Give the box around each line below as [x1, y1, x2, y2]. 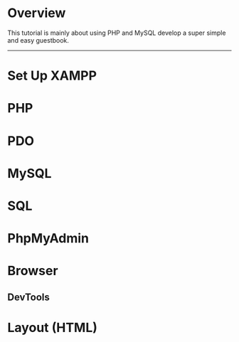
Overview [7, 5, 66, 21]
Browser [7, 263, 58, 279]
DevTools [7, 291, 50, 303]
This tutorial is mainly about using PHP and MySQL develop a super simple [7, 28, 226, 37]
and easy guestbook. [7, 36, 70, 44]
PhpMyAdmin [7, 230, 90, 247]
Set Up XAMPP [7, 68, 97, 84]
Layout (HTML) [7, 319, 98, 336]
